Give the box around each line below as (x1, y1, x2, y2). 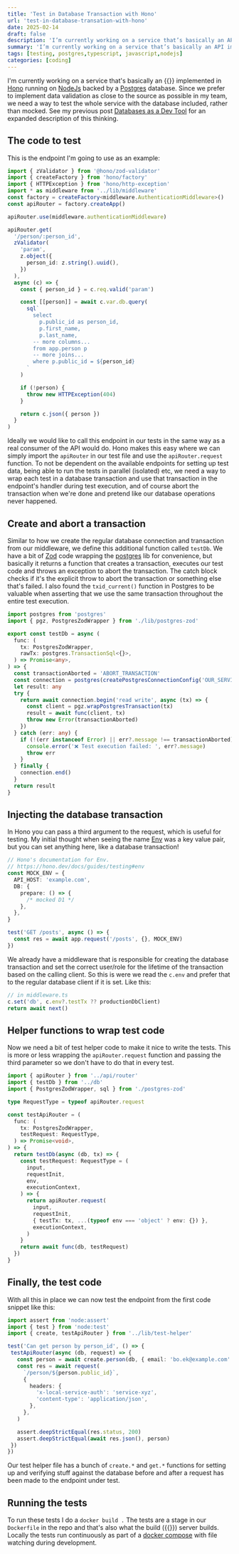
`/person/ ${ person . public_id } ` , (23, 1369, 119, 1376)
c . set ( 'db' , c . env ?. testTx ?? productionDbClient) (7, 998, 161, 1005)
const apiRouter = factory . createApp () (7, 200, 126, 207)
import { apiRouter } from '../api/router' (7, 1072, 139, 1079)
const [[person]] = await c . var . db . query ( (20, 298, 148, 306)
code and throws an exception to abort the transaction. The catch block (7, 567, 218, 575)
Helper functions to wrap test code (7, 1024, 165, 1036)
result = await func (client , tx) (26, 710, 126, 717)
